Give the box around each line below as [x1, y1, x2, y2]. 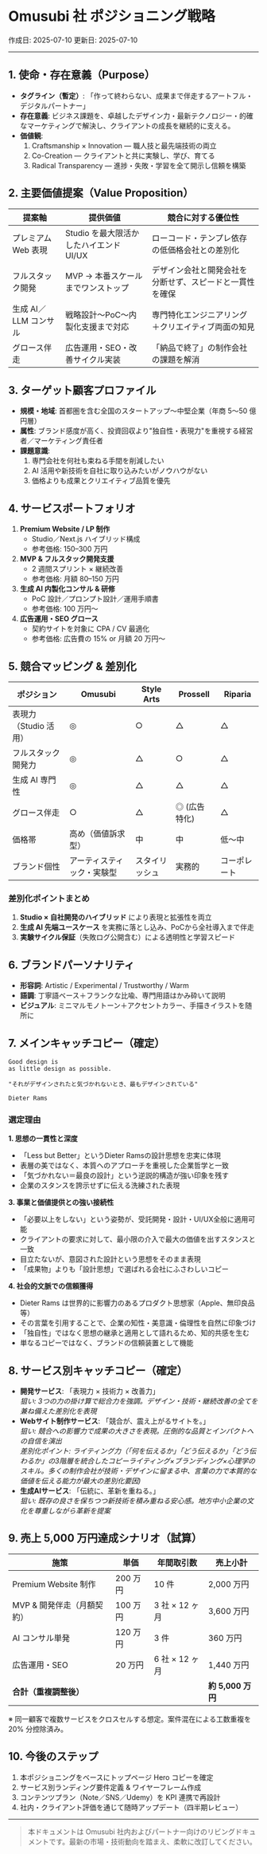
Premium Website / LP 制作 [19, 524, 110, 534]
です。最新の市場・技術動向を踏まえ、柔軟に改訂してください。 [48, 1836, 257, 1846]
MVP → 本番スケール [64, 270, 143, 281]
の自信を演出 [19, 1436, 62, 1446]
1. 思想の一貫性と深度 [8, 1134, 78, 1143]
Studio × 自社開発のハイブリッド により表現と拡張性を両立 [19, 912, 212, 922]
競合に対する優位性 [167, 212, 240, 223]
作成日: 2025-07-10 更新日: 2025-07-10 [8, 35, 138, 45]
